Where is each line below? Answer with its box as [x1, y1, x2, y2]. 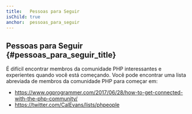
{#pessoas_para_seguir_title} [6, 50, 116, 60]
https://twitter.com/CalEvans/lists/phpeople [14, 101, 120, 108]
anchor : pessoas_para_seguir [6, 19, 80, 25]
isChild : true [6, 14, 41, 20]
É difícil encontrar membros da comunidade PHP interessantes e [6, 65, 162, 73]
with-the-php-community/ [14, 95, 78, 102]
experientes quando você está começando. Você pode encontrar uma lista [6, 72, 186, 79]
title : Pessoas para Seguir [6, 8, 80, 15]
